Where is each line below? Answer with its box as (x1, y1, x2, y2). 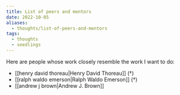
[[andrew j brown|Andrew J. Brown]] (14, 82, 105, 89)
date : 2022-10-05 (6, 14, 49, 20)
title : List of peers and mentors (6, 8, 92, 15)
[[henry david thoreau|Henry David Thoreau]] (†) (14, 69, 134, 77)
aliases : (6, 20, 28, 26)
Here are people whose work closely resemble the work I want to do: (6, 58, 175, 65)
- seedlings (11, 42, 42, 48)
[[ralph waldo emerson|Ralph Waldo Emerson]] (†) (14, 75, 138, 83)
